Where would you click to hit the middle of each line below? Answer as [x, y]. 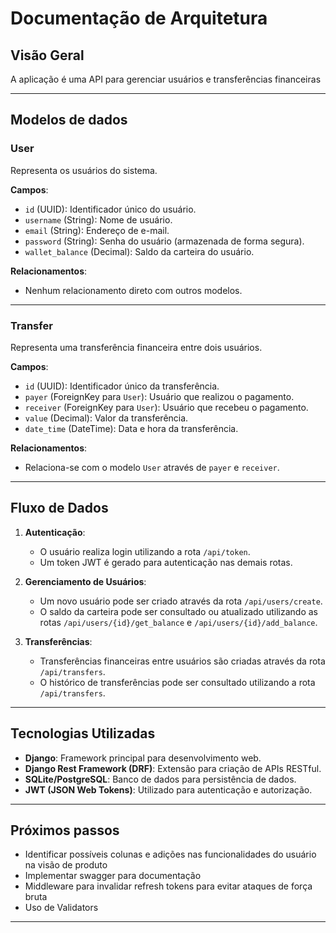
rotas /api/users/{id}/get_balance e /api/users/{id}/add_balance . [178, 622]
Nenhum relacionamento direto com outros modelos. [133, 290]
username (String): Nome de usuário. [98, 219]
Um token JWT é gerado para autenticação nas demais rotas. [166, 562]
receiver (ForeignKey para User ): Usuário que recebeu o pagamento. [166, 407]
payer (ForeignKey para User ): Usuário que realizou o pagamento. [159, 396]
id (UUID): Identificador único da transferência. [122, 386]
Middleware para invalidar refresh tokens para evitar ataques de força [168, 886]
